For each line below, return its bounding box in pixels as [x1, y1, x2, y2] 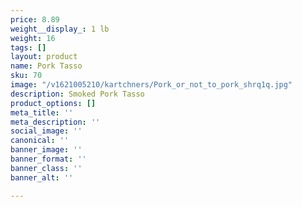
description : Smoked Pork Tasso [10, 89, 145, 99]
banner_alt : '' [10, 172, 74, 183]
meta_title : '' [10, 107, 74, 118]
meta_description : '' [10, 117, 101, 127]
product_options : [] [10, 98, 97, 108]
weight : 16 [10, 33, 56, 43]
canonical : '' [10, 136, 70, 146]
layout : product [10, 52, 78, 62]
